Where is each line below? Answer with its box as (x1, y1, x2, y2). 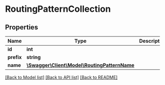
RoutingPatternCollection (5, 3, 111, 15)
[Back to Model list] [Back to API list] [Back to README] (5, 75, 118, 80)
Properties (5, 23, 38, 31)
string (26, 54, 41, 60)
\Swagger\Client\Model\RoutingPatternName (26, 62, 135, 68)
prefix (7, 54, 22, 60)
